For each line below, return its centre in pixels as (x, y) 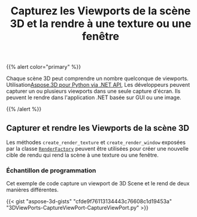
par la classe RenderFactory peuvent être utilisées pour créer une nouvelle (97, 149)
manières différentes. (32, 190)
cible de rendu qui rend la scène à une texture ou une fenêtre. (82, 155)
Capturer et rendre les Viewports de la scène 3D (98, 128)
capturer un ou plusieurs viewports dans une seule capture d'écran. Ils (93, 91)
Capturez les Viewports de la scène (101, 11)
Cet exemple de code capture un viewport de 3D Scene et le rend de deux (98, 184)
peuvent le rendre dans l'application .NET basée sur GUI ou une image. (94, 97)
